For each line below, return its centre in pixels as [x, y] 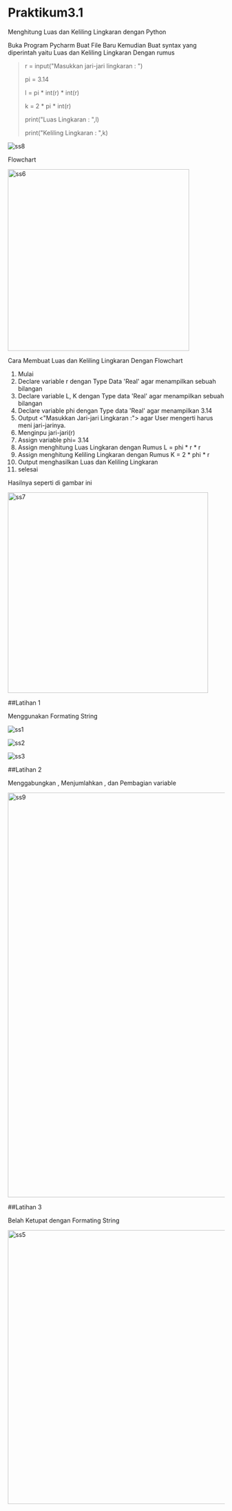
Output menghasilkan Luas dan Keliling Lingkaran [88, 462]
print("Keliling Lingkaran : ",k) [66, 133]
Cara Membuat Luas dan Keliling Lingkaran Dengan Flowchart [95, 360]
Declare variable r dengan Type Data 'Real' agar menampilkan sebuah [117, 381]
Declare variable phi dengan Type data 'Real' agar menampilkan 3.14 [115, 410]
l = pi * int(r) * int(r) [52, 92]
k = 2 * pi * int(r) [48, 106]
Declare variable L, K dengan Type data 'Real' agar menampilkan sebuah [121, 396]
